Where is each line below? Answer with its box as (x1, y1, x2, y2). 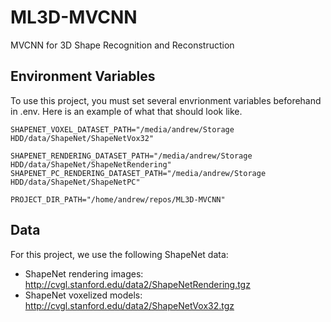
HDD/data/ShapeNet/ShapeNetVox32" (10, 133, 155, 143)
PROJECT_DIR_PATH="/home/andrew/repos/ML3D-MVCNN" (10, 194, 226, 205)
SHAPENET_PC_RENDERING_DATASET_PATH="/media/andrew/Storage (10, 168, 267, 178)
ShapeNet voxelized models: (24, 289, 143, 301)
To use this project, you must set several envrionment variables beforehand (10, 94, 322, 106)
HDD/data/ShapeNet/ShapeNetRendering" (10, 159, 172, 170)
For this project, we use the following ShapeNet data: (10, 248, 229, 260)
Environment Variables (10, 68, 156, 85)
